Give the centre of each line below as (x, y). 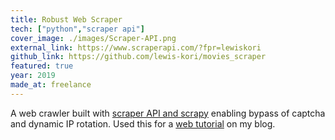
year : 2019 (33, 76)
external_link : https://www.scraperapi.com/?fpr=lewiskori (136, 47)
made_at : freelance (51, 85)
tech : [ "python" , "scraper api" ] (77, 29)
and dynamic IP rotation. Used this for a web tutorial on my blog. (143, 123)
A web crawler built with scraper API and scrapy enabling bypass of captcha (168, 113)
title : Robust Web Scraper (66, 19)
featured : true (42, 66)
